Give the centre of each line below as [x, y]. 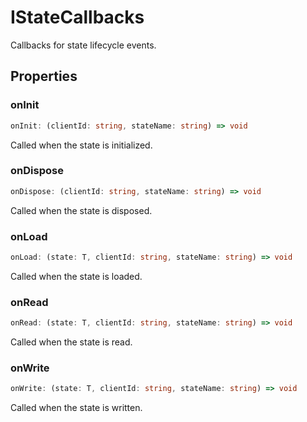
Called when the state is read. [71, 342]
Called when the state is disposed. [81, 210]
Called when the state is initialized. [81, 145]
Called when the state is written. [76, 408]
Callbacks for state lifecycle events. [83, 45]
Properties [44, 76]
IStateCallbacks [77, 17]
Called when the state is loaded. [76, 276]
